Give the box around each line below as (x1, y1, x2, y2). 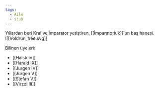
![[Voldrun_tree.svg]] (5, 35, 48, 41)
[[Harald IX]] (12, 60, 38, 66)
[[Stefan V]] (12, 76, 37, 82)
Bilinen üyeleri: (5, 45, 36, 51)
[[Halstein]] (12, 55, 36, 61)
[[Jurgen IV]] (12, 65, 39, 71)
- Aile (9, 12, 23, 17)
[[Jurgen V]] (12, 71, 38, 77)
